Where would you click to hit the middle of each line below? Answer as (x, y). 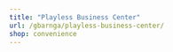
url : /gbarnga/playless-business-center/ (87, 26)
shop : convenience (43, 33)
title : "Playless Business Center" (75, 17)
